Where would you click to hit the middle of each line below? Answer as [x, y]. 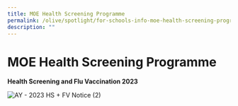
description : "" [31, 27]
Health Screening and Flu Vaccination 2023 [73, 81]
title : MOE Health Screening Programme [66, 14]
